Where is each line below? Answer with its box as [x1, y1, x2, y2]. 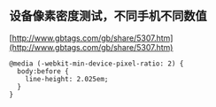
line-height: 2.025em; [25, 74, 109, 83]
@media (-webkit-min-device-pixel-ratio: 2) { [9, 59, 184, 68]
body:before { [17, 66, 69, 76]
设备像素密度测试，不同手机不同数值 [9, 9, 207, 24]
